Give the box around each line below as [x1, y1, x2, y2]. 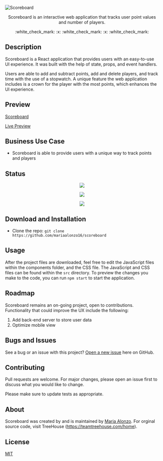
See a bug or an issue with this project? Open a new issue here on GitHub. [5, 349, 155, 355]
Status [5, 170, 26, 178]
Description [5, 43, 41, 51]
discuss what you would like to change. [5, 382, 84, 388]
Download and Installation [5, 215, 86, 223]
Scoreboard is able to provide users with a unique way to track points [12, 150, 152, 156]
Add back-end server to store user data [12, 316, 92, 323]
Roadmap [5, 289, 35, 297]
